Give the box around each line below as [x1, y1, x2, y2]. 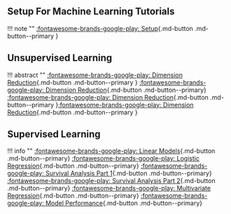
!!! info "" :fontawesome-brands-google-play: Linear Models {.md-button [7, 147, 216, 155]
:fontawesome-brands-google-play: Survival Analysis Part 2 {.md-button [7, 177, 216, 185]
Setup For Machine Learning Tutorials [7, 6, 175, 18]
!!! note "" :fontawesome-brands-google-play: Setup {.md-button [7, 24, 194, 32]
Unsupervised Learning [7, 52, 113, 64]
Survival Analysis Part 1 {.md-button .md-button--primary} [45, 169, 212, 178]
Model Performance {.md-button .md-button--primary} [45, 199, 203, 208]
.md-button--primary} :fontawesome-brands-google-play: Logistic [7, 154, 199, 163]
